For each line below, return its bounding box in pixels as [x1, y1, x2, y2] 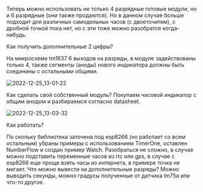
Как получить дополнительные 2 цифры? [6, 43, 113, 50]
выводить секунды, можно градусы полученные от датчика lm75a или [6, 172, 190, 179]
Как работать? [6, 121, 45, 129]
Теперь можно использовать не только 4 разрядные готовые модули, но [6, 5, 197, 12]
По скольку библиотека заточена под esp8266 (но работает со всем [6, 133, 186, 140]
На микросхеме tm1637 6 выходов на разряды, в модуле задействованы [6, 55, 196, 62]
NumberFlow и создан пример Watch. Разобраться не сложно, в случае [6, 146, 194, 153]
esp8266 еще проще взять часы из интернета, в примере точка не [6, 159, 180, 166]
